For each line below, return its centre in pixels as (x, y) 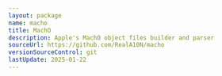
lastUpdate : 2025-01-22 (48, 60)
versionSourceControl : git (53, 52)
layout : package (35, 15)
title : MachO (30, 30)
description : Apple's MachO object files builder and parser (111, 38)
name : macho (28, 23)
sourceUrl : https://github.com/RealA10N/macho (86, 45)
